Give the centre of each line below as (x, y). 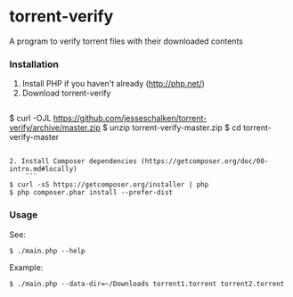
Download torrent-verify (66, 93)
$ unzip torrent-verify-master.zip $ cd (172, 128)
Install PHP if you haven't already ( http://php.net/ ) (113, 84)
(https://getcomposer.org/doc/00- (205, 161)
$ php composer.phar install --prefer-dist (91, 193)
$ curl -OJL (30, 119)
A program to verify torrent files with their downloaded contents (126, 41)
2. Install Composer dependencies (73, 161)
